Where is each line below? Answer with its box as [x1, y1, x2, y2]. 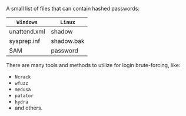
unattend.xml [9, 28, 45, 35]
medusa [14, 87, 31, 92]
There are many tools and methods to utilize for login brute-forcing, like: [6, 62, 181, 68]
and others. [14, 104, 43, 111]
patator [14, 93, 34, 99]
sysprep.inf [9, 37, 41, 45]
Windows [16, 19, 38, 25]
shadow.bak [51, 37, 85, 45]
